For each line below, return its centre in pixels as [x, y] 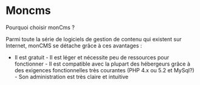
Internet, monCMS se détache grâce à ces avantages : [74, 46]
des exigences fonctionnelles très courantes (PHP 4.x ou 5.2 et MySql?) [105, 70]
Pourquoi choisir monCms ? [40, 27]
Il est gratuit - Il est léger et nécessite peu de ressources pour [92, 57]
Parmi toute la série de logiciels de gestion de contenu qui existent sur [94, 39]
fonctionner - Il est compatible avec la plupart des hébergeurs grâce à [102, 64]
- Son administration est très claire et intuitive [71, 76]
